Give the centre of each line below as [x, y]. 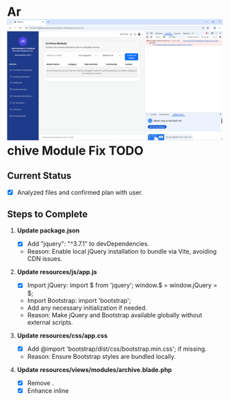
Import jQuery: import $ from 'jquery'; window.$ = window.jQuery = [122, 285]
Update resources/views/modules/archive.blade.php [94, 369]
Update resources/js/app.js [57, 272]
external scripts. [50, 322]
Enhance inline [48, 390]
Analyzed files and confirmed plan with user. [80, 192]
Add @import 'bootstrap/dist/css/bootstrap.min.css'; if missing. [117, 349]
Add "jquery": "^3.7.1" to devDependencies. [88, 244]
